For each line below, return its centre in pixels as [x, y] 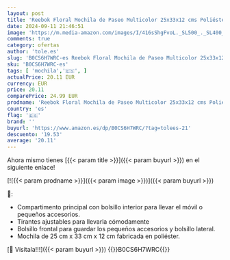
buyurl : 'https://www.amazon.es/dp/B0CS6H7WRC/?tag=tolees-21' [99, 128]
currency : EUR [27, 83]
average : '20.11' [32, 141]
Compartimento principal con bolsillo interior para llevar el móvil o [110, 207]
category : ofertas [33, 45]
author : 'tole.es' [33, 52]
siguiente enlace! [31, 168]
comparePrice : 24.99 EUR [42, 96]
